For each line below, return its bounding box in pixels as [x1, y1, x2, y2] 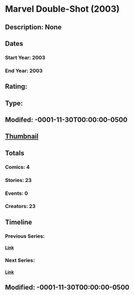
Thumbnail [5, 132, 39, 140]
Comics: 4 [5, 163, 30, 170]
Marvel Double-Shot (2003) [5, 3, 120, 15]
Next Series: [5, 257, 35, 264]
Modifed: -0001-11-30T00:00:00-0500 [5, 115, 128, 124]
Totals [5, 149, 24, 157]
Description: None [5, 23, 62, 31]
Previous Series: [5, 232, 45, 239]
